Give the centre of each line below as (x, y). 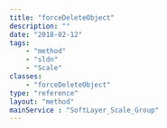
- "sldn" (42, 59)
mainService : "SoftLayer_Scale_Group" (84, 110)
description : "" (40, 26)
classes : (26, 77)
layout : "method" (42, 101)
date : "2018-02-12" (46, 34)
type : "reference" (44, 93)
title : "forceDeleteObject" (62, 18)
